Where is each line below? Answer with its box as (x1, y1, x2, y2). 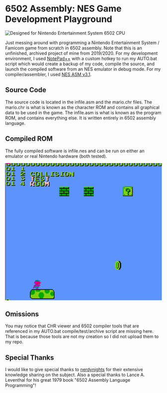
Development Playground (5, 13, 113, 25)
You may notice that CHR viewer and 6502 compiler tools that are (5, 323, 139, 329)
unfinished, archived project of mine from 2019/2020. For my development (5, 50, 158, 56)
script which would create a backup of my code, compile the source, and (5, 61, 155, 67)
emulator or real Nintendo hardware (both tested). (5, 153, 107, 159)
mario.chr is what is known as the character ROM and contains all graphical (5, 104, 160, 110)
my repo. (5, 339, 24, 345)
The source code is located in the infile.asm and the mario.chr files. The (5, 99, 153, 105)
